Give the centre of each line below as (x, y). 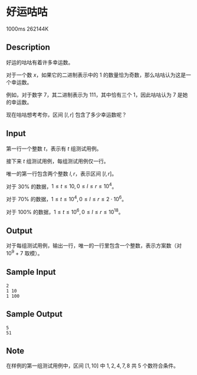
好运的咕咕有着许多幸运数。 (40, 62)
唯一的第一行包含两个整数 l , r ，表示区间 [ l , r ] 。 (62, 173)
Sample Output (35, 314)
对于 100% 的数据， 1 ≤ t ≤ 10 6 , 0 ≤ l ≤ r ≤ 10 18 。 (65, 211)
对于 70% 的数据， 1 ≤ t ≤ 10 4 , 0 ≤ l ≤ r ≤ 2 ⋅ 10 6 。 (67, 198)
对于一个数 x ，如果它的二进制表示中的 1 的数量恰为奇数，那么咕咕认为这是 (96, 75)
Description (28, 47)
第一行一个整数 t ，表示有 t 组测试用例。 (54, 149)
